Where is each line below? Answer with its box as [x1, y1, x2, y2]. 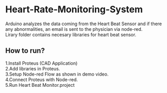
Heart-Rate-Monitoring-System [5, 4, 143, 15]
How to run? [5, 46, 45, 55]
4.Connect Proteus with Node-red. [5, 76, 78, 83]
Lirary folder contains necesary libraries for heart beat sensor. [5, 31, 137, 38]
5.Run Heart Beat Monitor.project [5, 82, 75, 88]
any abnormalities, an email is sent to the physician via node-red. [5, 26, 143, 32]
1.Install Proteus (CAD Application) [5, 60, 78, 66]
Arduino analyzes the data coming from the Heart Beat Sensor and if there [5, 21, 162, 27]
